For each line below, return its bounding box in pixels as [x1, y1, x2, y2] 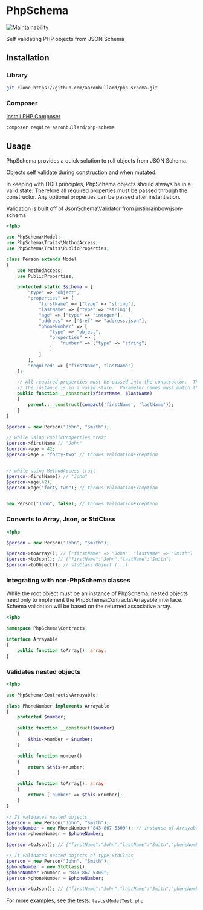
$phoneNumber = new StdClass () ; [6, 863, 88, 870]
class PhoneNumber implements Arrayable [6, 703, 110, 709]
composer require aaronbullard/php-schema [6, 124, 115, 131]
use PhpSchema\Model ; [6, 234, 61, 240]
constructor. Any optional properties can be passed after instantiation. [6, 193, 181, 201]
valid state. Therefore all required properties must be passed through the [6, 187, 188, 194]
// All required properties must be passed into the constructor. [17, 379, 188, 386]
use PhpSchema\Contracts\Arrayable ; [6, 692, 98, 698]
